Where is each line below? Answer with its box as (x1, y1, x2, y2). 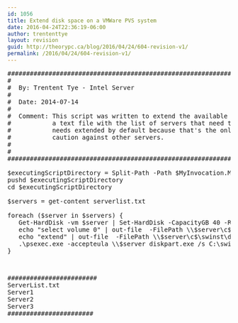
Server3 (7, 302, 34, 310)
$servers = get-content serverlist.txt (7, 197, 146, 205)
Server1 (7, 288, 34, 296)
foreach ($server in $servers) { (7, 211, 124, 219)
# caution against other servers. (7, 133, 165, 141)
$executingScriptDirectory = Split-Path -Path (7, 168, 172, 177)
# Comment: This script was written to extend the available (7, 111, 228, 120)
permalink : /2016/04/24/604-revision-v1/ (7, 50, 132, 58)
